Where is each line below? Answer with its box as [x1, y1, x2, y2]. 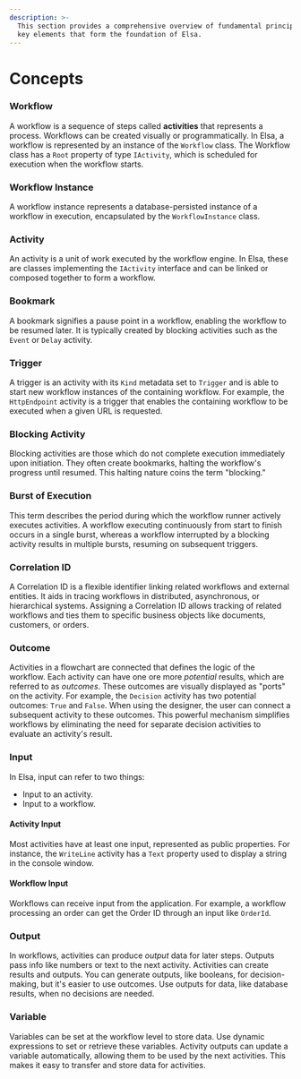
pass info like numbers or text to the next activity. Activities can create [9, 960, 269, 971]
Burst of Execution [9, 490, 92, 502]
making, [9, 979, 39, 989]
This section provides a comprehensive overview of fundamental [17, 21, 262, 30]
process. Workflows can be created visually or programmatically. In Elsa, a [9, 130, 285, 141]
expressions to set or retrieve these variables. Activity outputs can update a [9, 1040, 288, 1051]
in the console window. [9, 857, 94, 869]
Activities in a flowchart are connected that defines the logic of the [9, 662, 255, 672]
